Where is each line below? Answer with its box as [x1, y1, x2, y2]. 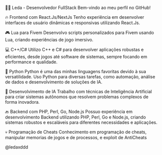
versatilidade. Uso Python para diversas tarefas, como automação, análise [5, 74, 156, 79]
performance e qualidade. [5, 59, 58, 65]
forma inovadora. [5, 99, 40, 105]
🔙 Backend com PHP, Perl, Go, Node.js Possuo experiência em [5, 109, 133, 115]
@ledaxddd [5, 144, 28, 150]
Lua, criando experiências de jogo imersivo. [5, 37, 94, 42]
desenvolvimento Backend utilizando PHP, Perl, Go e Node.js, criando [5, 114, 146, 120]
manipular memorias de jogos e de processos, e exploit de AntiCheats [5, 135, 147, 140]
